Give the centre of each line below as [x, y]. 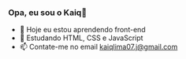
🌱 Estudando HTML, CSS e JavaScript [81, 38]
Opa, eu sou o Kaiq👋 [48, 13]
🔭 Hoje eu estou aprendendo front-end [82, 30]
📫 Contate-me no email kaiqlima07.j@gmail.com [99, 47]
